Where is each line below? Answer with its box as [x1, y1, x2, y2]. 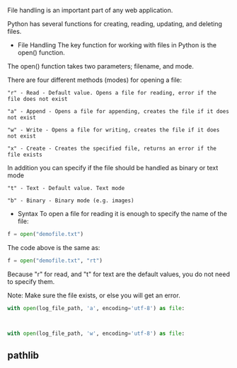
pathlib [7, 349, 40, 361]
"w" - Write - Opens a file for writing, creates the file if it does [7, 126, 220, 133]
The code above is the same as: [7, 243, 100, 251]
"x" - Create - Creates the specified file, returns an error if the [7, 145, 217, 152]
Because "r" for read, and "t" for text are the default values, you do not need [7, 270, 230, 278]
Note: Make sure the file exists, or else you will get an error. [7, 291, 180, 299]
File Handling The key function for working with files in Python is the [17, 41, 217, 49]
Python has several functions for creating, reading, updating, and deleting [7, 20, 223, 28]
